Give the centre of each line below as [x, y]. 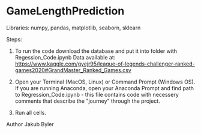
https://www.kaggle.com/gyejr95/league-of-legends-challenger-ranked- [105, 64]
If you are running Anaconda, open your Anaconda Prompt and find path [104, 88]
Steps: [14, 39]
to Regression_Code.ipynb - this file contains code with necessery [97, 94]
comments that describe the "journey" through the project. [87, 101]
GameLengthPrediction [65, 11]
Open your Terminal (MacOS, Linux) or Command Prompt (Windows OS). [105, 82]
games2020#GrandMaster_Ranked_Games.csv [73, 70]
